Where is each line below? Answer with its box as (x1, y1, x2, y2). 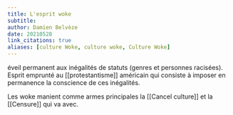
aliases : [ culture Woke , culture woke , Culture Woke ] (7, 44, 171, 51)
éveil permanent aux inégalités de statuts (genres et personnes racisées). (7, 64, 223, 71)
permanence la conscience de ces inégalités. (7, 79, 140, 86)
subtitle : (7, 17, 37, 24)
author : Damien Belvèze (7, 24, 78, 31)
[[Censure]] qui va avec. (7, 100, 78, 108)
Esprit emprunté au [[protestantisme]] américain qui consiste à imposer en (7, 71, 226, 79)
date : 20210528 (7, 30, 53, 38)
